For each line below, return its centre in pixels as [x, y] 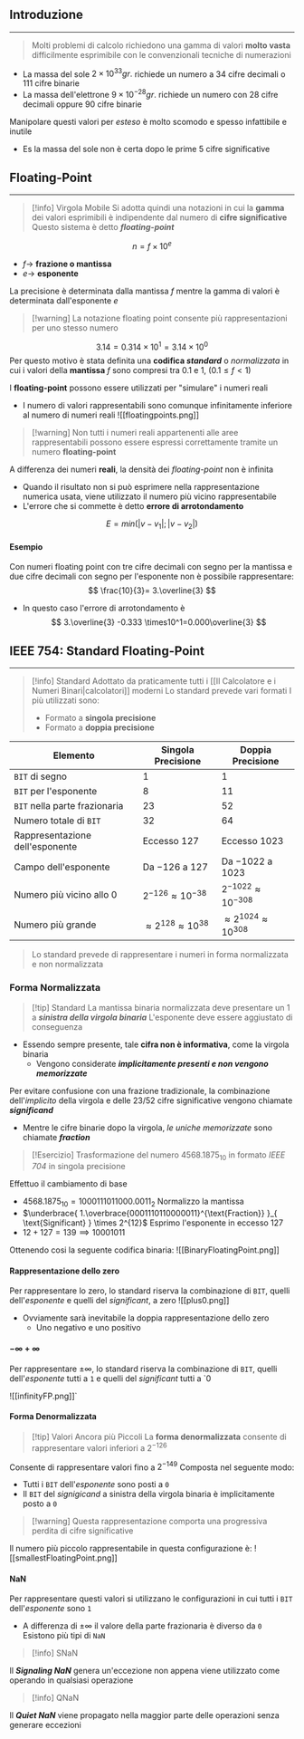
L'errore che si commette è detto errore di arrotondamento [133, 506]
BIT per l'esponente [56, 792]
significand [32, 1110]
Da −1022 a [247, 861]
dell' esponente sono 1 [51, 1609]
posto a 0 [39, 1504]
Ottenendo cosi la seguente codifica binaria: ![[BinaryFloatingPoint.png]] [145, 1250]
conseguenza [57, 1026]
